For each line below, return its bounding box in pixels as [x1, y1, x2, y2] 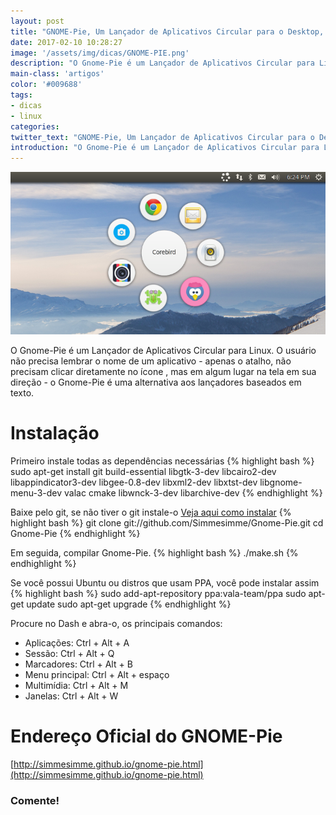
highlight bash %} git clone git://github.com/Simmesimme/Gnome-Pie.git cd [10, 517, 324, 529]
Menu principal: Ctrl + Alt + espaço [24, 669, 170, 681]
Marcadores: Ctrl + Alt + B [24, 658, 133, 670]
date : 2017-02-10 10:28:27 [10, 37, 123, 47]
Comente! [10, 794, 60, 808]
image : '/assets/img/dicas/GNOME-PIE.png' [10, 48, 190, 58]
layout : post [10, 16, 65, 26]
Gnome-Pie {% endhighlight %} [10, 528, 141, 540]
